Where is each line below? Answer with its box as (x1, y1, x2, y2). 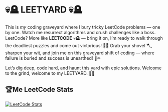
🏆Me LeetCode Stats (5, 85, 74, 94)
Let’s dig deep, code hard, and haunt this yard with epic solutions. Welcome (5, 65, 162, 71)
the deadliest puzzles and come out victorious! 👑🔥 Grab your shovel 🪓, (5, 42, 152, 48)
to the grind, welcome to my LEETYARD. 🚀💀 (5, 70, 95, 76)
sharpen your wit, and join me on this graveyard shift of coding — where (5, 50, 154, 56)
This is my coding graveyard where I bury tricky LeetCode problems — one (5, 24, 160, 30)
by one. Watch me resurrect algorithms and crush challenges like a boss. (5, 29, 156, 35)
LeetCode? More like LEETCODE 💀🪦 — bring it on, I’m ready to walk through (5, 35, 163, 41)
